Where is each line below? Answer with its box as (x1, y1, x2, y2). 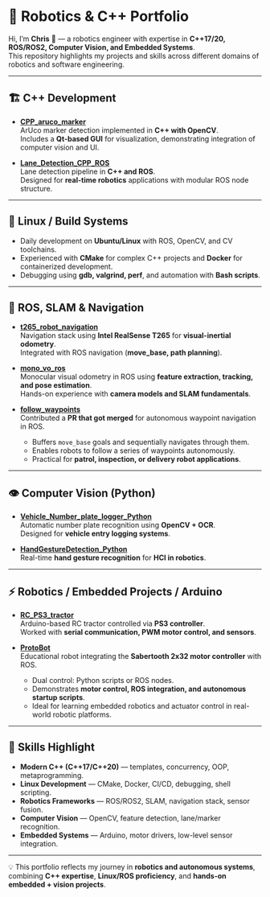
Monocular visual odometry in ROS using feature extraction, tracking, (19, 372, 253, 381)
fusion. (19, 804, 43, 814)
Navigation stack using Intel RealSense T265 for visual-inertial (19, 331, 231, 340)
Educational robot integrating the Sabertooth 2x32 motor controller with (19, 652, 262, 660)
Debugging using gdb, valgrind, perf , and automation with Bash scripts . (19, 270, 261, 280)
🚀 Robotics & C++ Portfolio (8, 7, 189, 26)
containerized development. (19, 261, 113, 271)
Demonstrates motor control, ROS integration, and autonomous (31, 684, 247, 693)
